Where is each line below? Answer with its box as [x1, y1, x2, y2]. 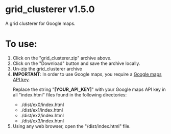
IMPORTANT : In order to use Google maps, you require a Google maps [12, 71, 162, 77]
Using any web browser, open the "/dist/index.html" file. [12, 123, 131, 129]
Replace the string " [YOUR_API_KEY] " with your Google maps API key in [12, 86, 166, 92]
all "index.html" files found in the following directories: [12, 91, 127, 97]
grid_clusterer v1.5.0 [5, 4, 95, 15]
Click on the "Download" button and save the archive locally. [12, 60, 140, 66]
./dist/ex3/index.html [20, 118, 64, 124]
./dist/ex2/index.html [20, 112, 64, 118]
